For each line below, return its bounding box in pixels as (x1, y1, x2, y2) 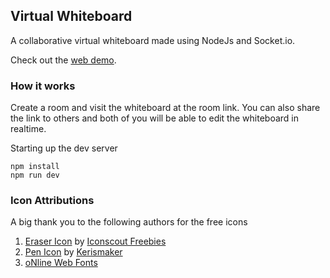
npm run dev (10, 170, 60, 181)
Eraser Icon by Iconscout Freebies (24, 235, 167, 248)
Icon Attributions (10, 194, 95, 208)
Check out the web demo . (10, 54, 117, 66)
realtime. (10, 123, 47, 135)
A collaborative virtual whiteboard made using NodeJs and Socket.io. (10, 34, 296, 46)
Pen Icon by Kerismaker (24, 246, 123, 258)
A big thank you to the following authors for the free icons (10, 216, 248, 228)
